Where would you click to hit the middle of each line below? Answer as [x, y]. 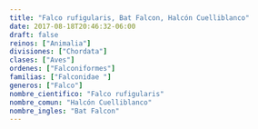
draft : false [34, 35]
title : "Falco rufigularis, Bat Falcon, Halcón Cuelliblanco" [129, 18]
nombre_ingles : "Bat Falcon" [64, 111]
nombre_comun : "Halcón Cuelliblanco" [81, 102]
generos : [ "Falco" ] [46, 85]
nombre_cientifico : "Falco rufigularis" [87, 94]
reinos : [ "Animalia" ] [50, 43]
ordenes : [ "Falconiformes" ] [63, 69]
